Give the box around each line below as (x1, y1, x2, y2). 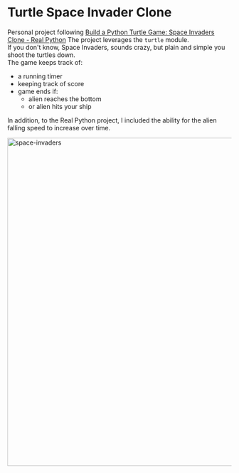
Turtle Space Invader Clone (7, 4, 172, 21)
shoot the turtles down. (7, 51, 76, 59)
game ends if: (17, 87, 58, 95)
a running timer (17, 72, 63, 80)
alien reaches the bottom (28, 94, 102, 103)
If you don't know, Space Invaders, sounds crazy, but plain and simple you (7, 43, 225, 51)
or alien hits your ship (28, 102, 92, 110)
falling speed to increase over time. (7, 123, 111, 132)
